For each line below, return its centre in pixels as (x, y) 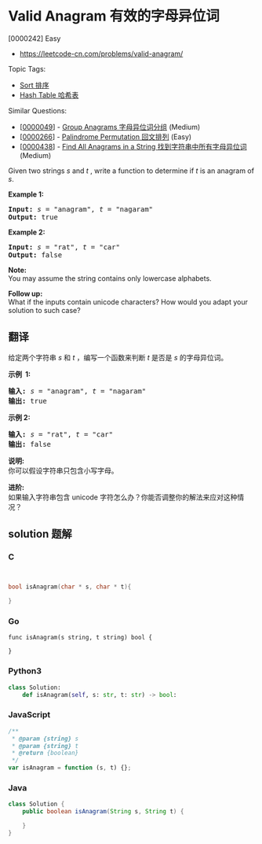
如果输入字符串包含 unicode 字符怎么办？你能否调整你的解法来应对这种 (123, 497)
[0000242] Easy (35, 38)
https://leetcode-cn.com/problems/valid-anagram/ (101, 53)
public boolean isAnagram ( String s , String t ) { (103, 812)
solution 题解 (40, 534)
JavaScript (29, 715)
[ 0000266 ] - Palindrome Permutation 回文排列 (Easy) (106, 136)
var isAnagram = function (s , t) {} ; (70, 768)
